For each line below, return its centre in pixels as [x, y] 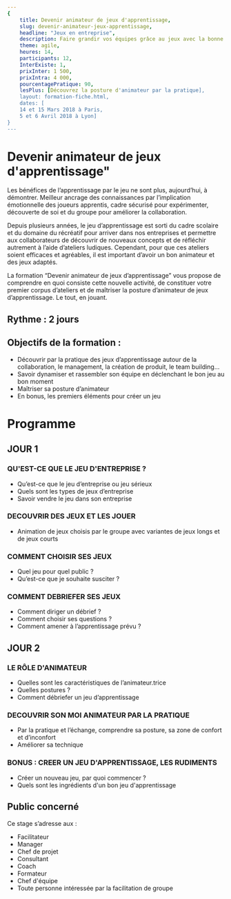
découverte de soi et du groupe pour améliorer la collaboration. [97, 212]
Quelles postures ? [44, 690]
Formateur [32, 873]
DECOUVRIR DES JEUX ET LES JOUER [71, 516]
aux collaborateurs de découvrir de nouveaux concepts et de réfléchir [107, 240]
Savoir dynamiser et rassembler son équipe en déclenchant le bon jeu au [121, 374]
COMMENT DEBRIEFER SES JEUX [64, 597]
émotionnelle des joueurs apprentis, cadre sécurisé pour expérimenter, [108, 205]
